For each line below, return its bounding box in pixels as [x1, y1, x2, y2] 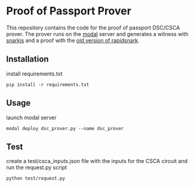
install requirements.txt [6, 70, 63, 77]
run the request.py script [6, 164, 67, 171]
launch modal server [6, 114, 57, 121]
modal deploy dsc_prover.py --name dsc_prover [6, 125, 124, 131]
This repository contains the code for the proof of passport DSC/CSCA [6, 24, 180, 31]
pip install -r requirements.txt [6, 82, 90, 88]
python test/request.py [6, 176, 66, 182]
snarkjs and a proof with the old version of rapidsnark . [6, 37, 140, 44]
